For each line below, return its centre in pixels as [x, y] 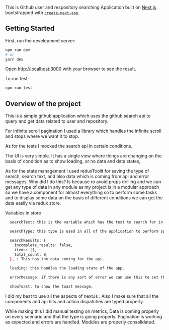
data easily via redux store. [33, 203]
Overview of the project [43, 104]
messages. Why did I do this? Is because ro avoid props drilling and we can [83, 182]
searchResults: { [28, 240]
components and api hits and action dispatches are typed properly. [75, 301]
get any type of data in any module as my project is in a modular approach [82, 187]
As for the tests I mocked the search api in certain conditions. [69, 146]
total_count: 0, [31, 254]
